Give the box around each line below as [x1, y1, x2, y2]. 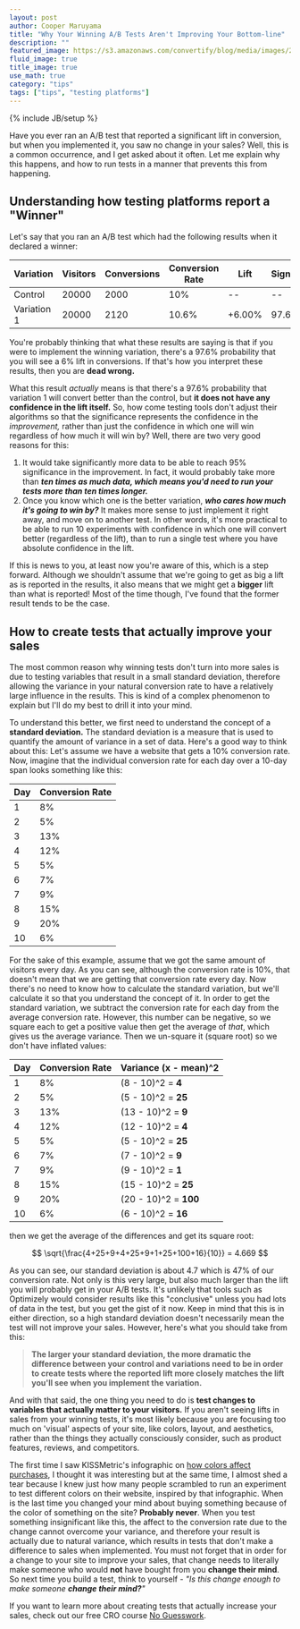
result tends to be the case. [9, 598, 110, 609]
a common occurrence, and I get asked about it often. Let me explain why [9, 148, 280, 159]
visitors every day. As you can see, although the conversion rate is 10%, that [9, 964, 290, 975]
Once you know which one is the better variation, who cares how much [21, 496, 287, 506]
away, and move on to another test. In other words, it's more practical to [21, 514, 287, 525]
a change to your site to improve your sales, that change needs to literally [9, 1555, 279, 1565]
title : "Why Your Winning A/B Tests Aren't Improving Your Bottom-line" [9, 30, 286, 38]
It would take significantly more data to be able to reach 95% [21, 457, 247, 468]
